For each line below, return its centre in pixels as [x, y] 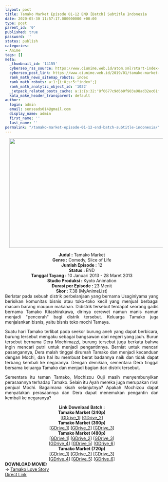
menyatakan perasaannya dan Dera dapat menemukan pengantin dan [82, 393]
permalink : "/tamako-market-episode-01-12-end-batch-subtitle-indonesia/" [83, 127]
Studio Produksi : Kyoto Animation [82, 281]
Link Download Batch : [82, 408]
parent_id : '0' [20, 28]
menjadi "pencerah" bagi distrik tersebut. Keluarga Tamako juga [82, 317]
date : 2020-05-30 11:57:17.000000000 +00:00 [51, 19]
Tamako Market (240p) [82, 412]
